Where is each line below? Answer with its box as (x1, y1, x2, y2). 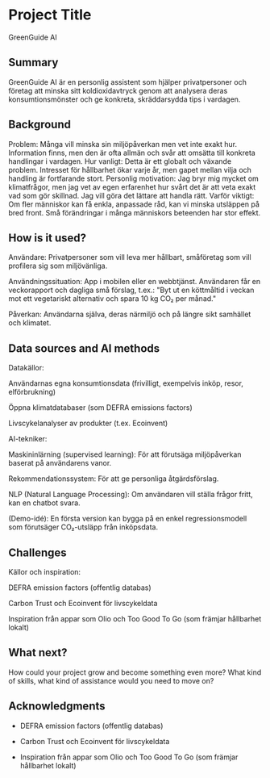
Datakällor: (8, 363, 44, 373)
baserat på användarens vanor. (8, 458, 112, 468)
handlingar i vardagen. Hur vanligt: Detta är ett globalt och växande (8, 156, 232, 166)
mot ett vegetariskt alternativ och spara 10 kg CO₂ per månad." (8, 294, 216, 303)
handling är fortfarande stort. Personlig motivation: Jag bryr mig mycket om (8, 174, 260, 183)
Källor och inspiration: (8, 567, 81, 576)
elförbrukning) (8, 387, 56, 397)
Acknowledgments (8, 700, 106, 713)
